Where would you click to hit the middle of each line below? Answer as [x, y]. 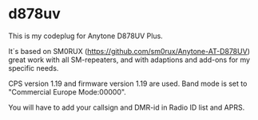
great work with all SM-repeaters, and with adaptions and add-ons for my [129, 60]
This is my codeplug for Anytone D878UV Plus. [86, 36]
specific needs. [34, 68]
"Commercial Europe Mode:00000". [67, 91]
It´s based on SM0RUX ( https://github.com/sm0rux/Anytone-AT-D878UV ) [129, 51]
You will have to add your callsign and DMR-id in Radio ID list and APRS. [127, 107]
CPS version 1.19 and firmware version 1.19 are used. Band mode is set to [128, 83]
